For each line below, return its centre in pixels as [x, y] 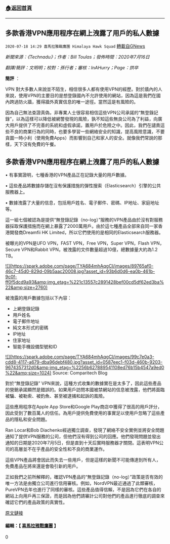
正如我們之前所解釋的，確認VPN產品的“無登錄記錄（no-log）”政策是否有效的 [84, 477]
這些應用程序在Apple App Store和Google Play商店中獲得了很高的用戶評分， [84, 406]
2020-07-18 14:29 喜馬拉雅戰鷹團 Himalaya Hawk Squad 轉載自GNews [75, 46]
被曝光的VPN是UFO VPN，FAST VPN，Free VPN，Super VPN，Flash [77, 243]
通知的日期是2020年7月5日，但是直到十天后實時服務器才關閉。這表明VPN [82, 443]
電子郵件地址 [26, 321]
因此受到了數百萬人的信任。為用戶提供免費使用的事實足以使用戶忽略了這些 [83, 413]
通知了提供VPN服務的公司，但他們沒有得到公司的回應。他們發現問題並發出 [83, 436]
